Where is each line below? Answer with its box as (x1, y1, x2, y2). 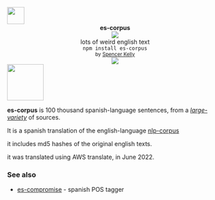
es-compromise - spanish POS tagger (16, 186, 125, 194)
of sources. (28, 113, 60, 122)
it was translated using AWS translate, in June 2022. (7, 153, 155, 161)
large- (190, 106, 207, 114)
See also (7, 170, 36, 180)
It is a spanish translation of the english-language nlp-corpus (7, 126, 179, 134)
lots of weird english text (80, 38, 150, 46)
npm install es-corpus (82, 45, 148, 52)
